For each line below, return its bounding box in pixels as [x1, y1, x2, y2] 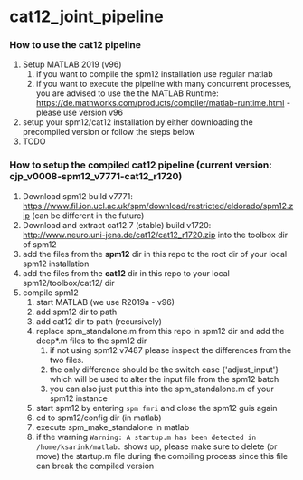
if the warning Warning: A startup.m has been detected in [35, 431, 256, 442]
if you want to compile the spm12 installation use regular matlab [35, 69, 273, 80]
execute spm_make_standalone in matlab [35, 421, 190, 432]
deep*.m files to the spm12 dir [35, 335, 147, 346]
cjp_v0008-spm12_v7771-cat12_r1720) [9, 170, 183, 183]
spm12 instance [49, 392, 109, 404]
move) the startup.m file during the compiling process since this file [35, 450, 289, 461]
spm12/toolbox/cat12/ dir [22, 277, 115, 288]
